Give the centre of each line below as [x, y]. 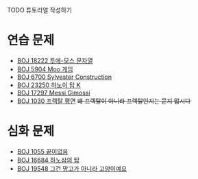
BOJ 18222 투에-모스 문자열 [55, 60]
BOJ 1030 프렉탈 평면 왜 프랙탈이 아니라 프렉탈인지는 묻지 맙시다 [104, 101]
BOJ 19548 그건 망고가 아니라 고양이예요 [72, 168]
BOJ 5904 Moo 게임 [45, 69]
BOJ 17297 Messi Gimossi [53, 93]
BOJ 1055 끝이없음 [42, 151]
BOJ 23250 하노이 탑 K [49, 85]
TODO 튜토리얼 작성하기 [40, 10]
